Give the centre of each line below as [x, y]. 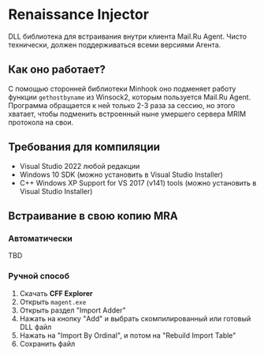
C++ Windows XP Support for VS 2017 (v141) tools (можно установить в [138, 182]
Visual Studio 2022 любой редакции [80, 166]
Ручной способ [39, 276]
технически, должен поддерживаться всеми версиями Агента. [115, 44]
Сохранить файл [47, 343]
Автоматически [40, 238]
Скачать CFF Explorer [56, 293]
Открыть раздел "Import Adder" [73, 310]
